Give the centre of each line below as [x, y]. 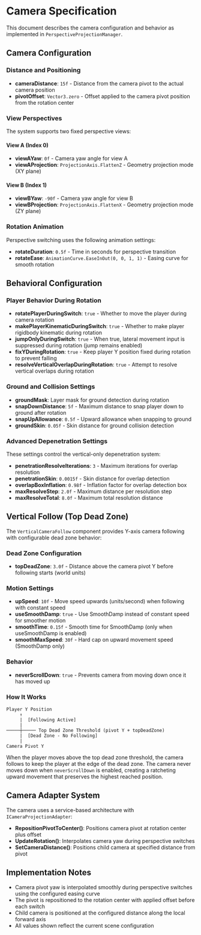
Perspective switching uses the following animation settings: [81, 240]
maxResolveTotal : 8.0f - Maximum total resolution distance [89, 497]
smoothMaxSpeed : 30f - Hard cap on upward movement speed [94, 640]
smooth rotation [34, 264]
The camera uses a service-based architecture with [70, 810]
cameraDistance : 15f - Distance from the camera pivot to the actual [99, 83]
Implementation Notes [49, 873]
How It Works [26, 697]
